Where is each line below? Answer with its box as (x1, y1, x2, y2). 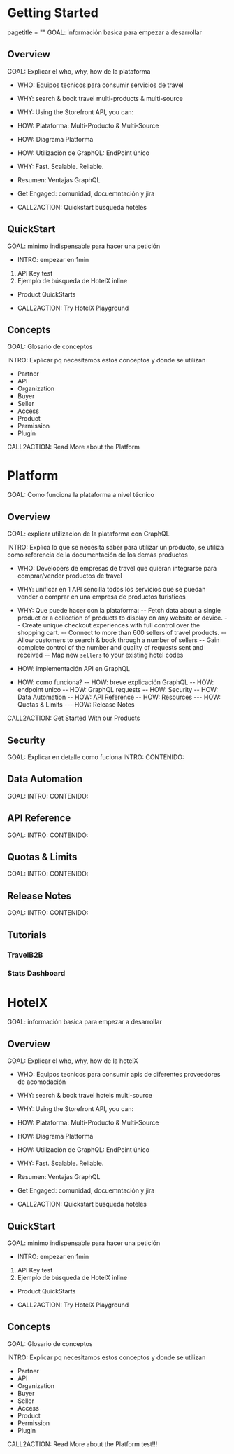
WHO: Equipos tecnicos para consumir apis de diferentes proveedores (17, 1071, 221, 1079)
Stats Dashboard (7, 969, 66, 979)
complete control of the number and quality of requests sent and (17, 644, 204, 652)
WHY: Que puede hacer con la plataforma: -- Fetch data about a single (17, 606, 221, 615)
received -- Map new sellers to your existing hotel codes (17, 651, 184, 660)
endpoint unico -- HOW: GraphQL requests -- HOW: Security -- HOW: (17, 686, 219, 694)
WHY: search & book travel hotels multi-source (17, 1092, 152, 1100)
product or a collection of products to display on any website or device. (17, 613, 224, 622)
